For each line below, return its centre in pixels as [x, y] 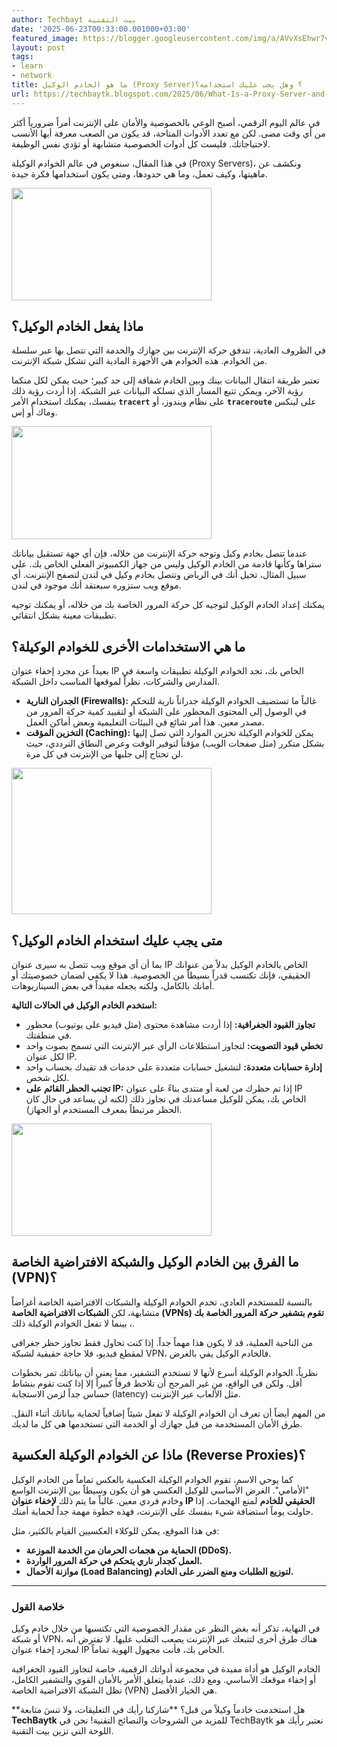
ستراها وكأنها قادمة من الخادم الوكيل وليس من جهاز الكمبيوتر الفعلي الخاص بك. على [167, 564]
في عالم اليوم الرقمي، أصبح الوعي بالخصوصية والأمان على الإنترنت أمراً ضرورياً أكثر [166, 122]
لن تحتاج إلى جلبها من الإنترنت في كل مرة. [104, 754]
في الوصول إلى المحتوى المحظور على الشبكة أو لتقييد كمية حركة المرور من [166, 712]
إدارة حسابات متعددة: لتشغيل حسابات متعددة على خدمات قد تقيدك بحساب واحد [174, 1067]
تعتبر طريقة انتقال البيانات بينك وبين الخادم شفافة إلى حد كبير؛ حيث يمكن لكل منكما [165, 380]
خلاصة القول [38, 1606]
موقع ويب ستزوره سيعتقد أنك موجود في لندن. [96, 585]
